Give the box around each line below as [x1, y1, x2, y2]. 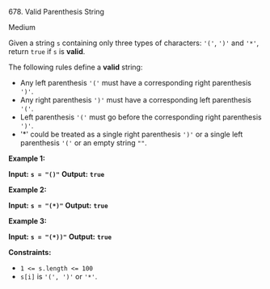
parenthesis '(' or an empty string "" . [19, 138, 147, 148]
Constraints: [8, 248, 52, 257]
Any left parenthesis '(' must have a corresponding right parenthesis [19, 78, 252, 87]
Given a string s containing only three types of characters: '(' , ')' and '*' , [8, 38, 259, 48]
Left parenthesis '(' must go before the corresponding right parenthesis [19, 112, 262, 122]
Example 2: [8, 185, 47, 195]
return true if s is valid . [8, 47, 86, 56]
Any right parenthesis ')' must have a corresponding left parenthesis [19, 95, 252, 104]
